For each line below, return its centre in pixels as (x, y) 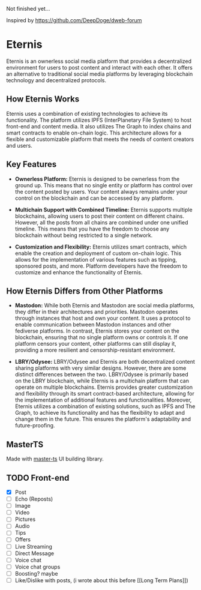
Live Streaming (34, 546)
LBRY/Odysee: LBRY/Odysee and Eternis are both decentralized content (105, 362)
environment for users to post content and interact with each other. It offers (100, 67)
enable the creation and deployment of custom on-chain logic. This (98, 253)
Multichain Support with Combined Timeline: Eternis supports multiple (104, 209)
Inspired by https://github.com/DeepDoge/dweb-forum (74, 20)
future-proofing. (35, 426)
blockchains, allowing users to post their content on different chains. (100, 216)
